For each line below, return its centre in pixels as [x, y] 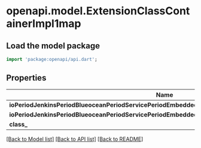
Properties [26, 78]
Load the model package [53, 46]
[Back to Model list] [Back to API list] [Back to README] [75, 139]
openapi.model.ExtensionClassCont [98, 11]
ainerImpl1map [44, 24]
